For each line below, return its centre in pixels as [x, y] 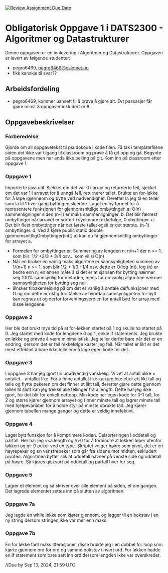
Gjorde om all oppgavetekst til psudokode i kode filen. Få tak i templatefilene [84, 147]
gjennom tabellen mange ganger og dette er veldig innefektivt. [70, 411]
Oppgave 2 [19, 317]
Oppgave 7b [20, 533]
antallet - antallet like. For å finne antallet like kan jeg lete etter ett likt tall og [83, 379]
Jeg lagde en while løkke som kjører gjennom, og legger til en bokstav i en [82, 515]
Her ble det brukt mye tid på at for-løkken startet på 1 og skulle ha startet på [83, 328]
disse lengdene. [29, 304]
